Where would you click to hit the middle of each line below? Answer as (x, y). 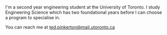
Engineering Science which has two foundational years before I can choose (84, 12)
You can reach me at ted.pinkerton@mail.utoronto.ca (60, 27)
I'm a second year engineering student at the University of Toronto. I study (83, 7)
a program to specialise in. (33, 17)
